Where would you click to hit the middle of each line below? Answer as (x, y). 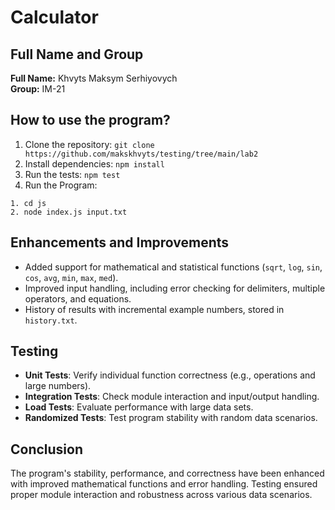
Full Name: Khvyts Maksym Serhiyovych (94, 78)
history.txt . (51, 320)
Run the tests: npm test (72, 174)
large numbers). (58, 386)
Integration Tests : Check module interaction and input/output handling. (172, 397)
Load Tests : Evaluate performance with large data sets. (139, 407)
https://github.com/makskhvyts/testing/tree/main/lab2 (141, 154)
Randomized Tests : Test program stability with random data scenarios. (171, 418)
